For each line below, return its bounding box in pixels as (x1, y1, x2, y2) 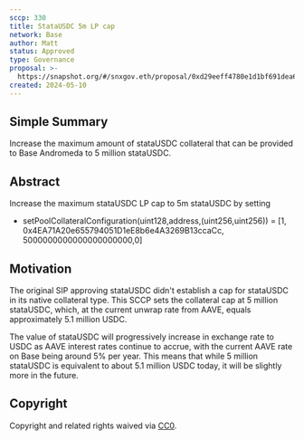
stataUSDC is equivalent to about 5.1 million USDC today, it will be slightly (9, 360, 282, 371)
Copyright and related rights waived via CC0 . (9, 420, 177, 431)
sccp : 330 (9, 13, 47, 23)
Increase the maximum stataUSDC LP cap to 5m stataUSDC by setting (9, 198, 271, 209)
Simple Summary (9, 114, 109, 129)
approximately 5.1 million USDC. (9, 314, 128, 325)
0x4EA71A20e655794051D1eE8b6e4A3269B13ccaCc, (22, 225, 224, 236)
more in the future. (9, 370, 79, 381)
